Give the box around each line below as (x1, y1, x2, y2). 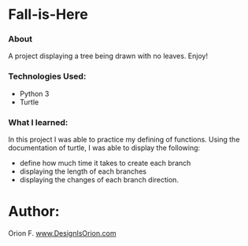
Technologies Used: (8, 71, 87, 82)
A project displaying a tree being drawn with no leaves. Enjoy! (8, 51, 209, 61)
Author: (8, 203, 61, 221)
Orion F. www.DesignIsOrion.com (8, 229, 117, 238)
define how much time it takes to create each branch (19, 159, 191, 168)
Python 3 (19, 89, 50, 98)
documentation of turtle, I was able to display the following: (8, 143, 201, 152)
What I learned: (8, 116, 68, 127)
